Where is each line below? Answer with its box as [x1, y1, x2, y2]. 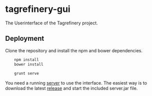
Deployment [5, 34, 44, 43]
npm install [14, 57, 39, 62]
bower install [14, 62, 43, 67]
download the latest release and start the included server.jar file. [5, 86, 138, 92]
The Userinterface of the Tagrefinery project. [5, 20, 98, 26]
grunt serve [14, 71, 39, 76]
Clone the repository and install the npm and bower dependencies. [5, 47, 142, 53]
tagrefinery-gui [5, 3, 71, 15]
